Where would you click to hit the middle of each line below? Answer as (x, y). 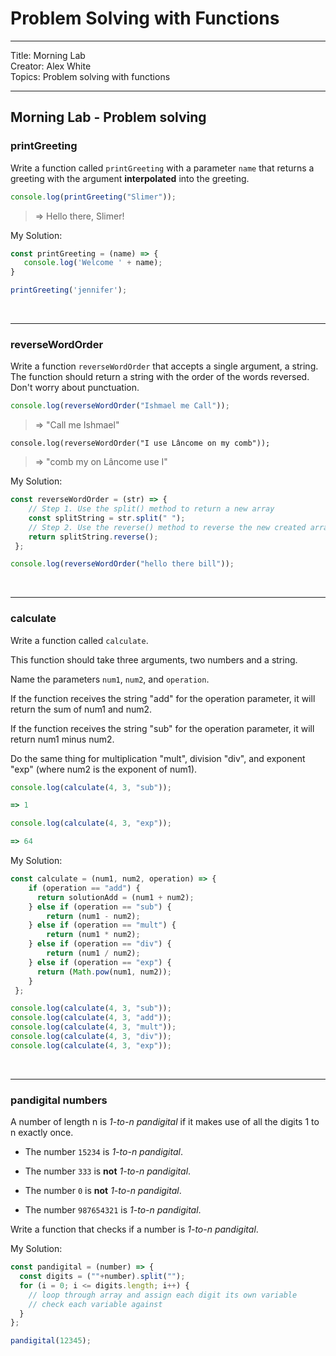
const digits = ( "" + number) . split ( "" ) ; (102, 1277)
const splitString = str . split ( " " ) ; (107, 518)
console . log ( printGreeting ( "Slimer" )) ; (93, 197)
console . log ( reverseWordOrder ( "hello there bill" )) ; (122, 564)
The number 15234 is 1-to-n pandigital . (104, 1152)
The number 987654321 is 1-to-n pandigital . (113, 1210)
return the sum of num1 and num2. (81, 709)
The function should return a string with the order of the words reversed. (160, 377)
